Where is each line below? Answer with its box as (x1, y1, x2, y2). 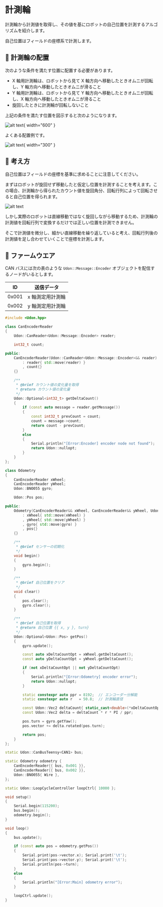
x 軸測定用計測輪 (27, 294, 66, 300)
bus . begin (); (14, 808, 40, 813)
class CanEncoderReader (5, 324, 53, 329)
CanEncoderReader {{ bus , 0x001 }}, (14, 763, 86, 768)
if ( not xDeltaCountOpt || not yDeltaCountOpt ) (22, 666, 120, 670)
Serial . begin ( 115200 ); (14, 804, 60, 809)
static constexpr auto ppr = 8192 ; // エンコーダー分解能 (22, 692, 138, 697)
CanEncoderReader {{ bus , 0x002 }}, (14, 768, 86, 773)
